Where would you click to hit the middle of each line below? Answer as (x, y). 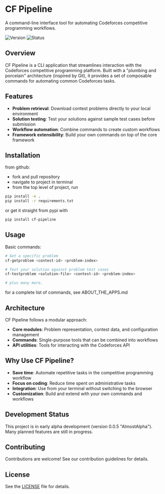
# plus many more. (24, 283)
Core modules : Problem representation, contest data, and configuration (85, 329)
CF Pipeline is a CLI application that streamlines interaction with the (73, 65)
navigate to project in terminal (42, 182)
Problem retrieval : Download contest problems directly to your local (82, 108)
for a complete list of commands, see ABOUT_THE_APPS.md (66, 292)
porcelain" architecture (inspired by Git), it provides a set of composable (78, 76)
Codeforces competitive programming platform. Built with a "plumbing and (81, 70)
